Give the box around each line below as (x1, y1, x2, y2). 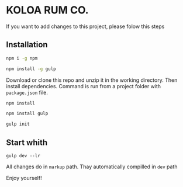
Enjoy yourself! (6, 174, 42, 181)
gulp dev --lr (6, 153, 41, 158)
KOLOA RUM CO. (6, 4, 89, 17)
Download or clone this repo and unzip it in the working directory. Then (6, 77, 178, 84)
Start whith (6, 137, 48, 147)
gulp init (6, 121, 30, 127)
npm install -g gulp (6, 65, 57, 72)
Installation (6, 40, 48, 50)
